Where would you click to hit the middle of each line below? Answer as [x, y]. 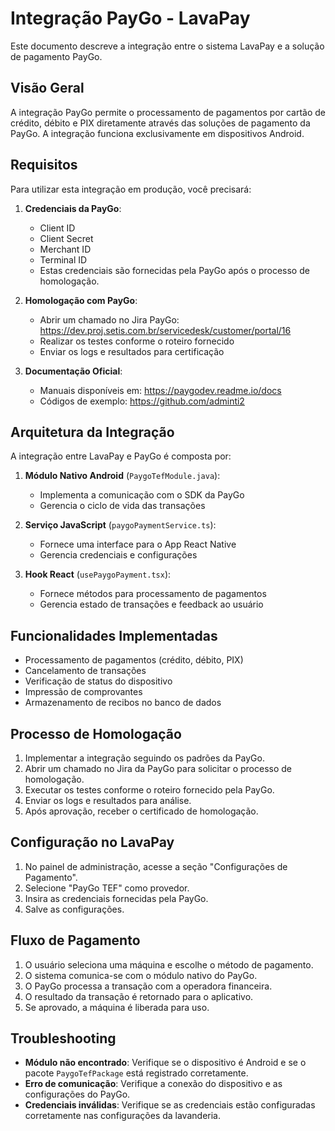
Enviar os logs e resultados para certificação [132, 351]
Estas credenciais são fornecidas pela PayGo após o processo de [174, 270]
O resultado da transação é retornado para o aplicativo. [139, 996]
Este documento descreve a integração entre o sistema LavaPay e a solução [167, 46]
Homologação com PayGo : [81, 300]
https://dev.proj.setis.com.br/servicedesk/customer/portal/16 [165, 330]
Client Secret [66, 238]
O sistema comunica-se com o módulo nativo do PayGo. [141, 975]
